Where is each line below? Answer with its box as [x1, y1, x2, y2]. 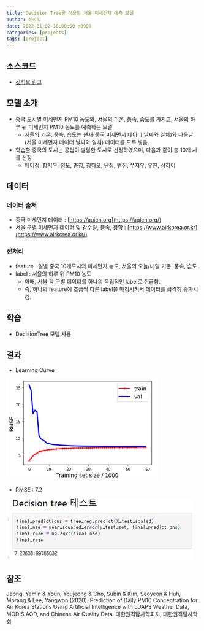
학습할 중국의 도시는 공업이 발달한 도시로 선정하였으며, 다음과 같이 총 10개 [15, 146, 191, 153]
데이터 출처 [6, 201, 37, 210]
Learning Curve [15, 366, 55, 374]
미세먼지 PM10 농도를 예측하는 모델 [28, 123, 113, 130]
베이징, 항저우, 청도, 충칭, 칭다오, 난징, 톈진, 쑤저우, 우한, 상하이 [24, 161, 176, 169]
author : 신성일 [6, 16, 42, 23]
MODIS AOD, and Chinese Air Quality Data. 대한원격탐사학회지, [6, 611, 162, 618]
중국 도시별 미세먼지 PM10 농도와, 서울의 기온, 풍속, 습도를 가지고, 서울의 [15, 115, 189, 123]
